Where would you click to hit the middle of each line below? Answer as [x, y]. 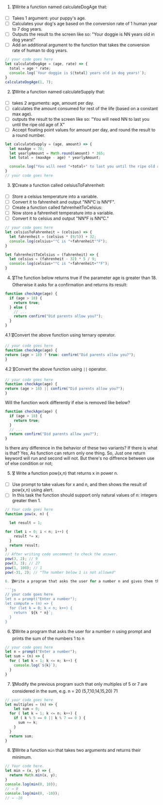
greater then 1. [26, 501]
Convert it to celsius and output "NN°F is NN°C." [60, 219]
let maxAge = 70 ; [27, 149]
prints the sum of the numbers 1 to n [48, 638]
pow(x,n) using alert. [33, 490]
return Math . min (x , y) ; [33, 775]
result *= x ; [27, 536]
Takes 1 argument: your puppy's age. [49, 18]
